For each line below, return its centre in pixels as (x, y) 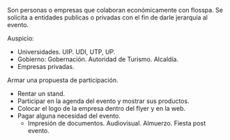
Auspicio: (21, 38)
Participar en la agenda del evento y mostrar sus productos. (103, 101)
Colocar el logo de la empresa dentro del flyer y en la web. (101, 108)
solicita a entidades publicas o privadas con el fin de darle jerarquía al (107, 17)
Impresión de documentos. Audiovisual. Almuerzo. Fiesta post (117, 123)
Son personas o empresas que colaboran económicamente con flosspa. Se (115, 10)
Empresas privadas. (46, 67)
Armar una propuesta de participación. (63, 80)
